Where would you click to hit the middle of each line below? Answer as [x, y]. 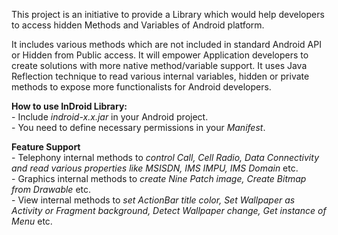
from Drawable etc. [51, 189]
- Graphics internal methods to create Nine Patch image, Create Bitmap [159, 178]
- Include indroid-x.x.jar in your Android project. [110, 117]
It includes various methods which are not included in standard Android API [166, 44]
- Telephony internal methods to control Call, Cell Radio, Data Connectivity [165, 157]
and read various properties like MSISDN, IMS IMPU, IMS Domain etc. [155, 168]
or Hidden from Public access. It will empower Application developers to [160, 55]
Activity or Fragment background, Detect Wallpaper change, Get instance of [169, 210]
